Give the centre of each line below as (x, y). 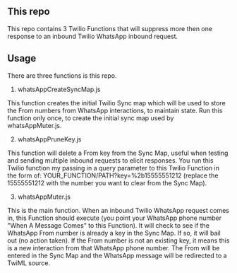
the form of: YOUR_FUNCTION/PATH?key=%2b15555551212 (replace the (113, 175)
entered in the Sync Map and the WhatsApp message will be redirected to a (117, 255)
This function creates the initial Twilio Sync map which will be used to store (116, 103)
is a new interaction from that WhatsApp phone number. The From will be (114, 248)
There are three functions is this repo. (62, 75)
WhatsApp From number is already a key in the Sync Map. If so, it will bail (114, 233)
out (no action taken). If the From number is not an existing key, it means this (119, 240)
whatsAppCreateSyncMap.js (59, 89)
